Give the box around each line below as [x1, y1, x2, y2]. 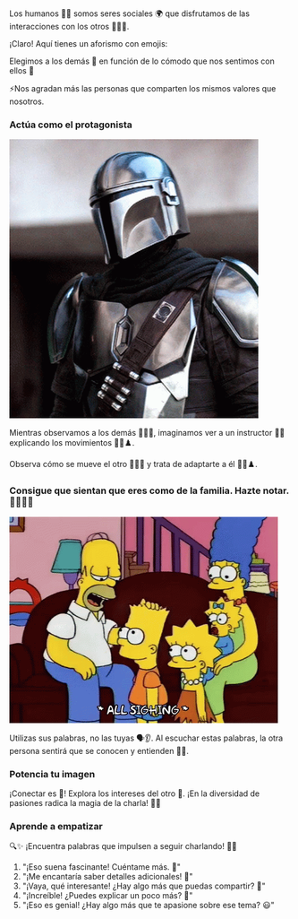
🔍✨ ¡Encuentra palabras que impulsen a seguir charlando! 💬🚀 [9, 841, 237, 852]
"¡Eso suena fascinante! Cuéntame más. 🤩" [21, 862, 181, 872]
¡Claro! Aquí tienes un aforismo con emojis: [9, 39, 168, 48]
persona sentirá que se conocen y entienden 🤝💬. [9, 745, 190, 756]
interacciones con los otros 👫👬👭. [9, 22, 130, 31]
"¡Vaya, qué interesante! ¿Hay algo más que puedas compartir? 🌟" [21, 880, 266, 891]
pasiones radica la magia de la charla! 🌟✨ [9, 797, 161, 808]
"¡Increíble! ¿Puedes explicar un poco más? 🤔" [21, 890, 193, 901]
